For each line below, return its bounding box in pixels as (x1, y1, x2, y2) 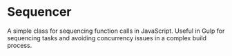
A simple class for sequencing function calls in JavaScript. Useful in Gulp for (7, 27, 225, 35)
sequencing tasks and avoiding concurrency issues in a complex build (7, 33, 207, 42)
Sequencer (7, 4, 72, 20)
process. (7, 41, 32, 49)
